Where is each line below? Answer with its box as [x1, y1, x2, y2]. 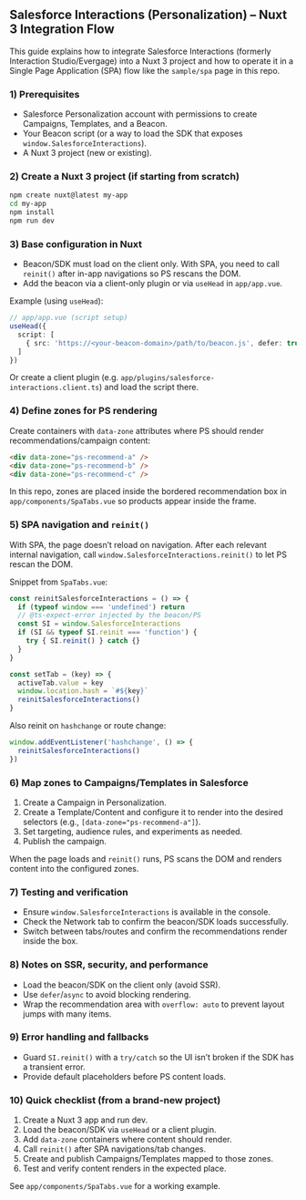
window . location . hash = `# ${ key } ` [17, 687, 148, 696]
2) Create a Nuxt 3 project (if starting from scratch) [9, 171, 240, 183]
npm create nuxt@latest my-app [9, 191, 128, 200]
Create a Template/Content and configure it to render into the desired [22, 806, 284, 817]
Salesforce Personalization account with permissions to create [22, 109, 258, 119]
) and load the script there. [98, 382, 199, 393]
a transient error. [22, 1061, 86, 1072]
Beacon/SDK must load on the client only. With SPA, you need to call [22, 259, 280, 270]
